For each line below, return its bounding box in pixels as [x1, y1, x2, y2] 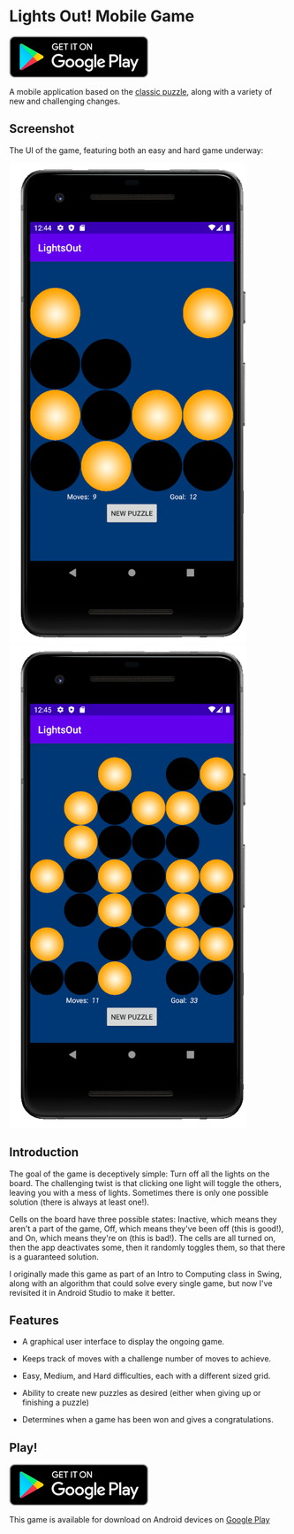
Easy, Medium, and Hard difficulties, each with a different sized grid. [21, 1370, 271, 1382]
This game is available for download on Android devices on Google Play [9, 1515, 271, 1525]
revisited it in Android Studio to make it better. [9, 1287, 176, 1298]
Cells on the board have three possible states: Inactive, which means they [9, 1214, 277, 1224]
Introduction [9, 1145, 79, 1160]
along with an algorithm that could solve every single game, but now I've [9, 1277, 273, 1289]
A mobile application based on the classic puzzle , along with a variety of [9, 86, 273, 96]
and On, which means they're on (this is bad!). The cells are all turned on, [9, 1232, 276, 1243]
